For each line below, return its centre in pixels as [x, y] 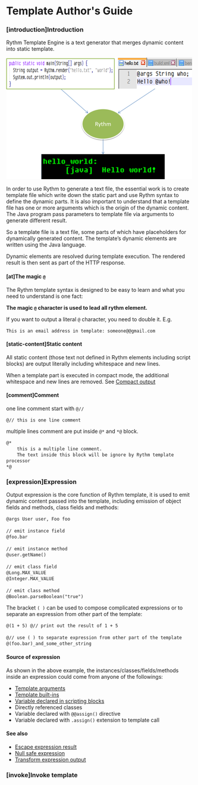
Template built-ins [37, 694]
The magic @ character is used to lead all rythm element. [77, 307]
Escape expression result [46, 747]
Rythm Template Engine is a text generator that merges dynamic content [95, 42]
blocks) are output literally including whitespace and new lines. [83, 364]
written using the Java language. [46, 245]
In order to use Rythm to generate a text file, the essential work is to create [98, 189]
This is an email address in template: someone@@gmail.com [81, 331]
